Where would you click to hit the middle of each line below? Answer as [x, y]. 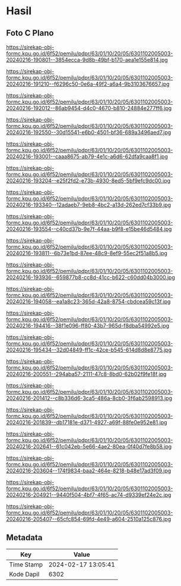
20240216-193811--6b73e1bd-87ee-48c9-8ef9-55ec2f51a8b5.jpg [87, 253]
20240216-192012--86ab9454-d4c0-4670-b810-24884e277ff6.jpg [89, 108]
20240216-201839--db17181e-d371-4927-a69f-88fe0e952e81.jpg [87, 422]
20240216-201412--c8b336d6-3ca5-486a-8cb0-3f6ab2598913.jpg [89, 398]
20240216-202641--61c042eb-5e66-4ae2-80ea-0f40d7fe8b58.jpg [89, 446]
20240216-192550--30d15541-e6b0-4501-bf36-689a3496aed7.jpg [89, 132]
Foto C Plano [30, 33]
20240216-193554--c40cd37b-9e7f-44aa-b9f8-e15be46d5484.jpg [89, 229]
